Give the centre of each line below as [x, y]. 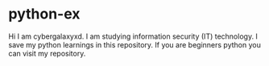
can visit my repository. [47, 53]
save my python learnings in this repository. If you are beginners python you [135, 44]
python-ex [44, 14]
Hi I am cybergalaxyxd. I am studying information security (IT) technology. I [133, 36]
